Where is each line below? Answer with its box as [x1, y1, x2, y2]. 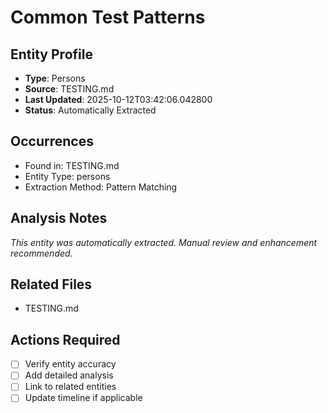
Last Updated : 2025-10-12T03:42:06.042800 [24, 94, 213, 105]
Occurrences [10, 133, 94, 150]
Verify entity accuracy [24, 358, 117, 370]
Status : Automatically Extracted [24, 104, 157, 116]
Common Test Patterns [10, 6, 206, 29]
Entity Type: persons [24, 170, 111, 182]
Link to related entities [24, 381, 117, 393]
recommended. [10, 247, 73, 259]
